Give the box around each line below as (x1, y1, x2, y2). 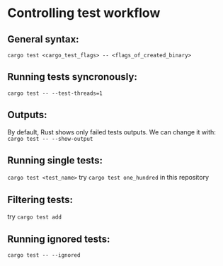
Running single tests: (7, 154, 103, 167)
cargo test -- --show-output (7, 135, 93, 142)
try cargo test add (7, 212, 62, 221)
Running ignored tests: (7, 233, 110, 245)
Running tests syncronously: (7, 71, 138, 83)
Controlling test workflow (7, 5, 161, 21)
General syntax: (7, 33, 79, 45)
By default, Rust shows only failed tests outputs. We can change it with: (7, 127, 216, 136)
